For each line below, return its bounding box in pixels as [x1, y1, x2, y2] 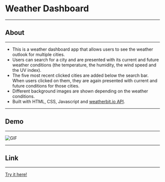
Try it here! [5, 172, 27, 178]
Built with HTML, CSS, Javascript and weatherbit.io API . [12, 98, 125, 104]
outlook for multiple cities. [12, 51, 65, 57]
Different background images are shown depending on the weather [12, 88, 148, 94]
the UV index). [12, 67, 42, 73]
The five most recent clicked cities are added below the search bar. [12, 72, 149, 78]
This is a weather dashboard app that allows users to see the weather [12, 46, 153, 52]
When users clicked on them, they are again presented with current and [12, 77, 158, 84]
